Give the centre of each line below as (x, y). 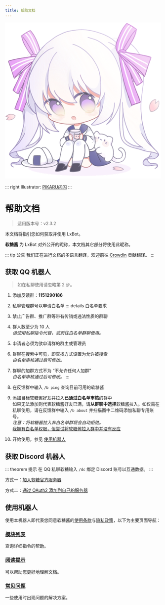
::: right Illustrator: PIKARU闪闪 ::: (39, 187)
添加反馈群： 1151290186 (38, 295)
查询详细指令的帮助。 (27, 546)
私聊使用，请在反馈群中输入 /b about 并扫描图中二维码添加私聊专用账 (83, 410)
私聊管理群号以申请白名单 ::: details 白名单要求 (60, 306)
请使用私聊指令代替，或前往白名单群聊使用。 (58, 333)
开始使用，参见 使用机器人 (39, 439)
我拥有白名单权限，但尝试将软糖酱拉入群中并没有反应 (66, 429)
